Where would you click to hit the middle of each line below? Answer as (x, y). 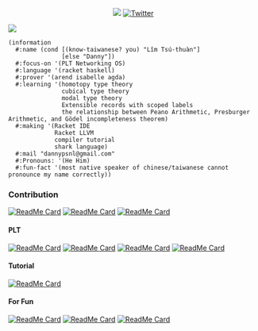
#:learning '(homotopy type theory (74, 84)
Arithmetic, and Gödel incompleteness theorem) (89, 119)
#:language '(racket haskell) (65, 71)
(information (30, 43)
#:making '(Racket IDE (53, 126)
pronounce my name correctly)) (60, 175)
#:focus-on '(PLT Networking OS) (71, 64)
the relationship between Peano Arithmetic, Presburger (156, 112)
